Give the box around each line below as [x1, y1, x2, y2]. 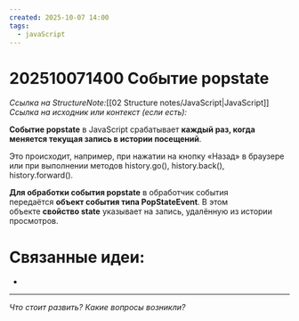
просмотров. [9, 216, 60, 226]
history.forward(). [9, 170, 74, 181]
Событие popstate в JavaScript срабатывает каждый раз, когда [9, 124, 255, 135]
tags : [9, 21, 29, 30]
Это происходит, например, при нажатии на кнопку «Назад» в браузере [9, 151, 285, 161]
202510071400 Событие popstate [9, 68, 270, 88]
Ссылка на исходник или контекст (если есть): [9, 107, 188, 118]
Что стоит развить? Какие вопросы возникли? [9, 302, 186, 313]
